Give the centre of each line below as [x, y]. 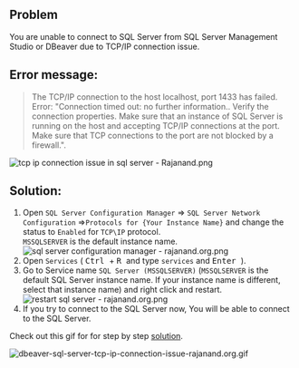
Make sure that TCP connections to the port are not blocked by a [152, 135]
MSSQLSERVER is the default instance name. [100, 242]
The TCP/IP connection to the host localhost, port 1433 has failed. [154, 97]
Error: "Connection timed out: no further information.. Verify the [150, 106]
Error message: [54, 75]
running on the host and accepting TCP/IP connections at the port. [156, 125]
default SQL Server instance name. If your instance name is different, [151, 280]
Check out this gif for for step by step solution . [96, 336]
